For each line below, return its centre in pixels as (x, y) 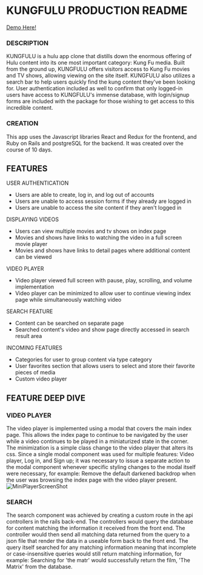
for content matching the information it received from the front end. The (96, 528)
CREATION (22, 124)
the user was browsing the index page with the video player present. (92, 480)
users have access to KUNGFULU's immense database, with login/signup (98, 95)
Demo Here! (21, 27)
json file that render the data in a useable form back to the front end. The (97, 541)
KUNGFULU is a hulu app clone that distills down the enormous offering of (99, 56)
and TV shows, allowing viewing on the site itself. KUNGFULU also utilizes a (101, 76)
